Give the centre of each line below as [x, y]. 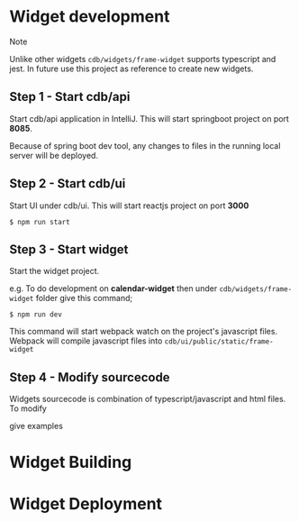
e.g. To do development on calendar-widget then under [113, 288]
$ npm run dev [36, 315]
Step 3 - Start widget [69, 249]
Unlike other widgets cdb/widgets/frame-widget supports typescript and [143, 59]
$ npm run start [40, 222]
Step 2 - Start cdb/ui [68, 183]
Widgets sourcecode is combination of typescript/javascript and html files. [148, 399]
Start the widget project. [54, 271]
